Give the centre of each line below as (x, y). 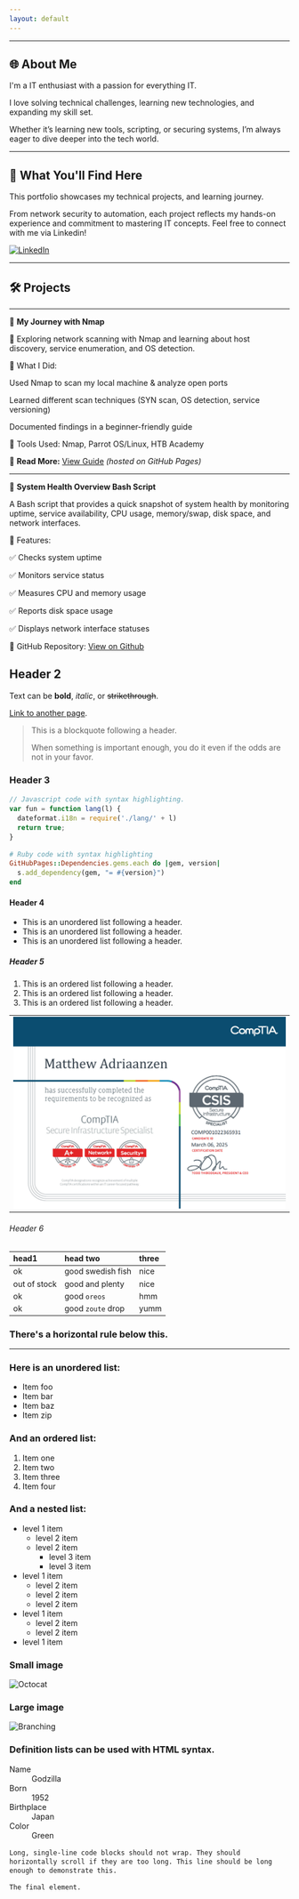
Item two (38, 1467)
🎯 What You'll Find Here (76, 175)
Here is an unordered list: (65, 1367)
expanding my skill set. (51, 112)
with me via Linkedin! (48, 233)
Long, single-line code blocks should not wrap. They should (125, 1853)
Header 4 (27, 902)
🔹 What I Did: (33, 366)
